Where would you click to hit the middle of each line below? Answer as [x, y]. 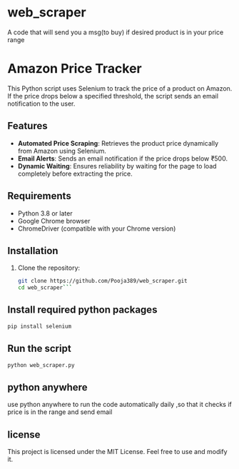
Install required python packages [82, 310]
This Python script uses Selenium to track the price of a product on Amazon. [120, 88]
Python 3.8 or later [45, 213]
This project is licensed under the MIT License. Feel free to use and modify [117, 452]
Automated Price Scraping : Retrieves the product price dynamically [118, 143]
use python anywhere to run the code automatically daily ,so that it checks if [119, 405]
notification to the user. [41, 104]
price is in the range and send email [60, 412]
